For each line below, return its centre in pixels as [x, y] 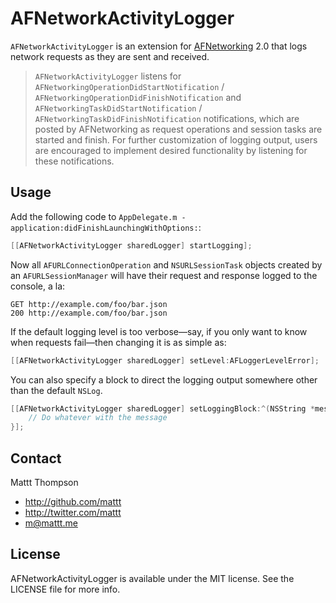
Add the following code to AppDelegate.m [94, 216]
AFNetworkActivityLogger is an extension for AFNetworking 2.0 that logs [159, 46]
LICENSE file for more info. [65, 589]
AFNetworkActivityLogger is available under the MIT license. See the [152, 578]
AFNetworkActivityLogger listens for [108, 76]
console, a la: [38, 286]
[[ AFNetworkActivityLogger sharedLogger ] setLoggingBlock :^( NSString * [162, 408]
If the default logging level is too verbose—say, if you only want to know [159, 331]
